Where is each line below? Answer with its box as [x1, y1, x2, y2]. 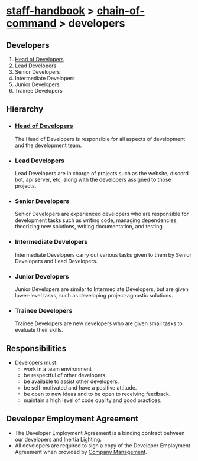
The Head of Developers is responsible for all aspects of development [14, 135, 186, 142]
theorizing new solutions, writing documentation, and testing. [14, 223, 164, 230]
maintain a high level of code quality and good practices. [23, 397, 162, 404]
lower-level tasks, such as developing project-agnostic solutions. [14, 292, 173, 299]
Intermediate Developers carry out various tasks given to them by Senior [14, 251, 192, 258]
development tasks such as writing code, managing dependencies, [14, 217, 178, 224]
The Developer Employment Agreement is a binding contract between [14, 429, 185, 436]
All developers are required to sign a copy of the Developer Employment [14, 442, 191, 449]
